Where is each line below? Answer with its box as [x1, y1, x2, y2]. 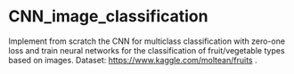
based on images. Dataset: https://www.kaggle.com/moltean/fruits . [8, 54, 257, 65]
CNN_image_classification [8, 6, 208, 27]
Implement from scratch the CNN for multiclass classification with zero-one [8, 36, 286, 46]
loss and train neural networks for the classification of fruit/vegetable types [8, 45, 286, 55]
